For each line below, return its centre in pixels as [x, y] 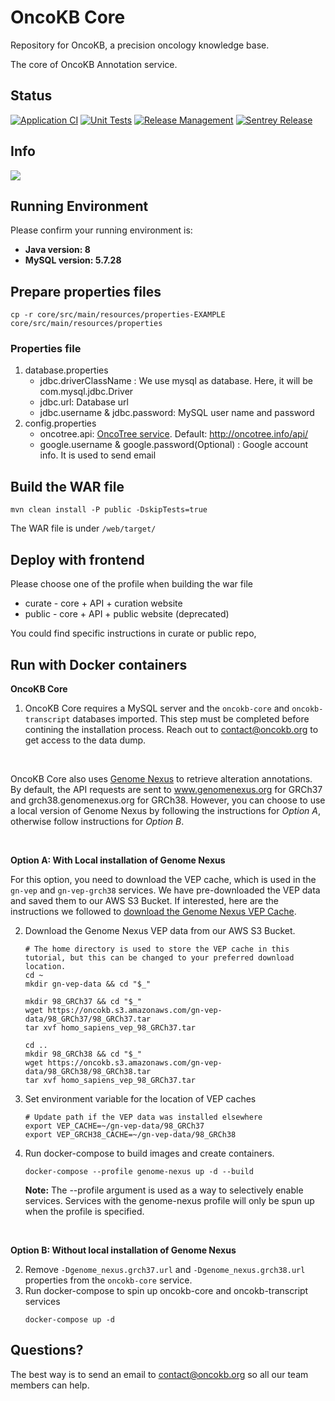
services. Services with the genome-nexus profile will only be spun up [169, 1200]
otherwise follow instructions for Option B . [97, 821]
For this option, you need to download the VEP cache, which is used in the [163, 879]
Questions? [47, 1350]
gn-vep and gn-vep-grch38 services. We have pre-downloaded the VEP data [165, 890]
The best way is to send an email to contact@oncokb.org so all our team [159, 1374]
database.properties [66, 370]
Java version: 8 [57, 250]
